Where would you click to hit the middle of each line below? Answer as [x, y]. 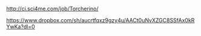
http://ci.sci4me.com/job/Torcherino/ [52, 9]
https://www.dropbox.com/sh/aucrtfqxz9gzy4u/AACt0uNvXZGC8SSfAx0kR [100, 20]
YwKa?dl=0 [21, 27]
